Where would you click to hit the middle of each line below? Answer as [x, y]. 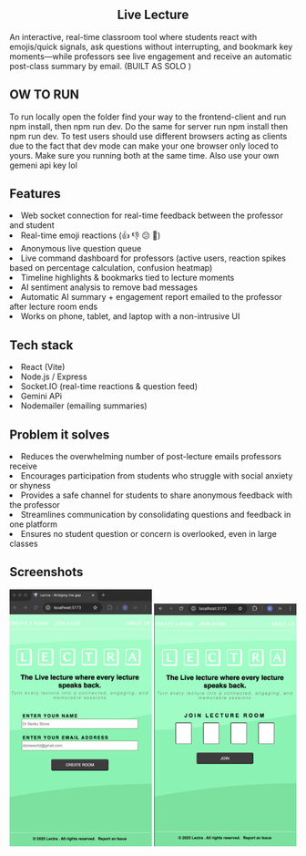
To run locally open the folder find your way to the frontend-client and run [148, 117]
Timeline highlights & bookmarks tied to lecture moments [128, 278]
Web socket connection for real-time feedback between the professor [153, 216]
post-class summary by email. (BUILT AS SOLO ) [101, 66]
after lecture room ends [54, 307]
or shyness [31, 486]
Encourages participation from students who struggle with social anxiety [157, 476]
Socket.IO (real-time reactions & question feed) [110, 387]
